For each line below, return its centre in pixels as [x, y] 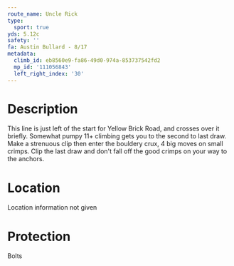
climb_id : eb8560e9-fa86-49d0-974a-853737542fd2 [87, 61]
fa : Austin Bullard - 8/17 [47, 47]
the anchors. [26, 159]
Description [43, 109]
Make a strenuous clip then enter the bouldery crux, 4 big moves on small [115, 144]
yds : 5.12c [23, 34]
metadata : [22, 54]
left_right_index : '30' [49, 73]
